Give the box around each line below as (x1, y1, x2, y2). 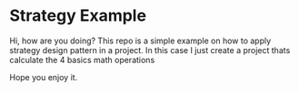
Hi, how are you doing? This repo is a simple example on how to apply (9, 35, 272, 46)
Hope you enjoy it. (9, 71, 78, 82)
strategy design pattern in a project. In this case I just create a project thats (9, 44, 291, 55)
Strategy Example (9, 5, 147, 26)
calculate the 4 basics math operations (9, 54, 155, 65)
